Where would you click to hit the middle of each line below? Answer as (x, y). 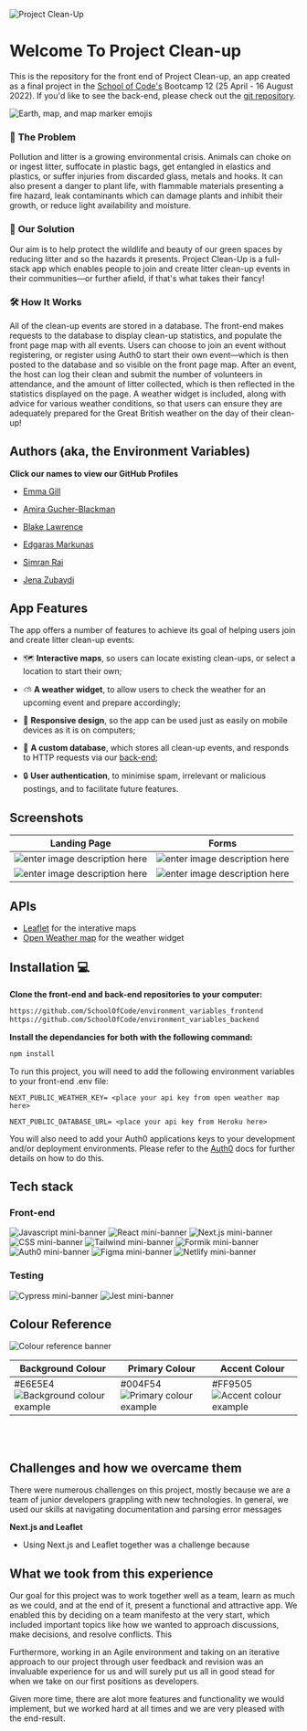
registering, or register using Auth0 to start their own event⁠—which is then (149, 354)
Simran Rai (43, 562)
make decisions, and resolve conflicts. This (90, 1634)
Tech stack (42, 1186)
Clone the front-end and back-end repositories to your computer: (136, 994)
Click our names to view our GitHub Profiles (94, 473)
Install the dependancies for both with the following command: (131, 1037)
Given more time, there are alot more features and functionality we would (147, 1698)
